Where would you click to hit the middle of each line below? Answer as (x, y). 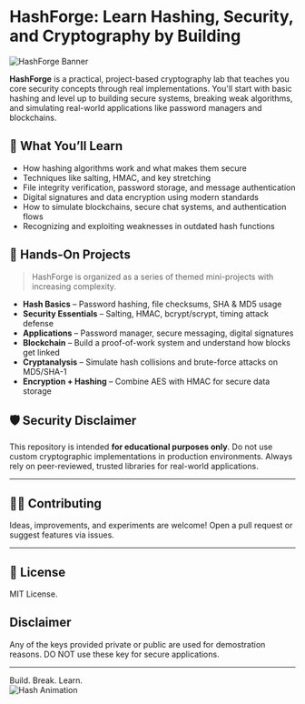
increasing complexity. (74, 286)
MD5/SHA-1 (44, 371)
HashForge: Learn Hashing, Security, (152, 17)
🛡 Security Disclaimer (73, 420)
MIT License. (34, 594)
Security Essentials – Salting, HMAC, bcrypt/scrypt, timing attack (146, 313)
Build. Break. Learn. (46, 680)
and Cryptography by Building (125, 36)
